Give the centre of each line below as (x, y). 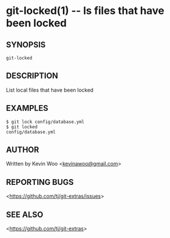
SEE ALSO (25, 214)
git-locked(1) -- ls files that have (85, 11)
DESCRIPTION (32, 76)
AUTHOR (23, 150)
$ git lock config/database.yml (45, 122)
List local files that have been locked (50, 90)
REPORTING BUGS (40, 182)
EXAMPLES (27, 108)
